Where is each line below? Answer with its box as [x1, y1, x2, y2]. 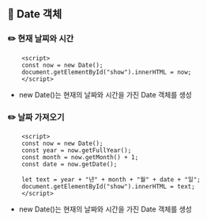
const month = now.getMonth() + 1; [21, 153, 139, 161]
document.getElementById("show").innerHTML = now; [21, 68, 192, 76]
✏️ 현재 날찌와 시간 [7, 33, 74, 44]
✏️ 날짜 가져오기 [7, 112, 65, 123]
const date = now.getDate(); [21, 160, 118, 168]
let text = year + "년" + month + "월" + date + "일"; [21, 175, 201, 184]
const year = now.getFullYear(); [21, 146, 132, 154]
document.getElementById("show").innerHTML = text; [21, 182, 195, 190]
